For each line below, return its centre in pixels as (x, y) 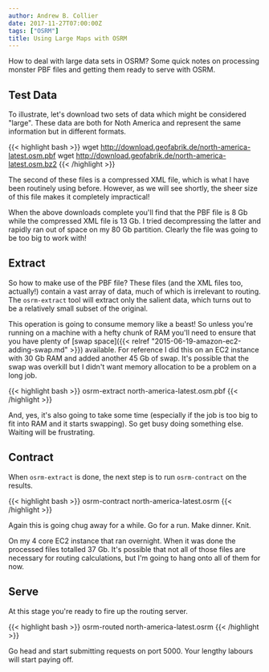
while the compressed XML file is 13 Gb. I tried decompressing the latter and (134, 221)
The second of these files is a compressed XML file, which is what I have (129, 180)
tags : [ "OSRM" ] (34, 31)
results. (21, 485)
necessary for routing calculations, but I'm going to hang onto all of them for (134, 558)
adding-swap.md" (38, 349)
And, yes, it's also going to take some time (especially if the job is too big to (133, 414)
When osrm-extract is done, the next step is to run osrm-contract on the (128, 476)
